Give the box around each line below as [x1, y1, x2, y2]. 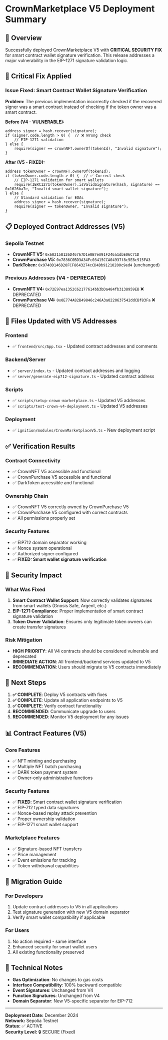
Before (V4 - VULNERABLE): [5, 119, 65, 125]
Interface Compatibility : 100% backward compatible [12, 982, 122, 988]
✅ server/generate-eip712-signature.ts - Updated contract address [12, 373, 154, 379]
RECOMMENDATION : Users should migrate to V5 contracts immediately [12, 664, 161, 670]
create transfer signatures [12, 624, 66, 630]
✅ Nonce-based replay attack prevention [12, 810, 97, 816]
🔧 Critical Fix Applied [5, 72, 71, 81]
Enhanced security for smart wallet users [12, 943, 97, 949]
